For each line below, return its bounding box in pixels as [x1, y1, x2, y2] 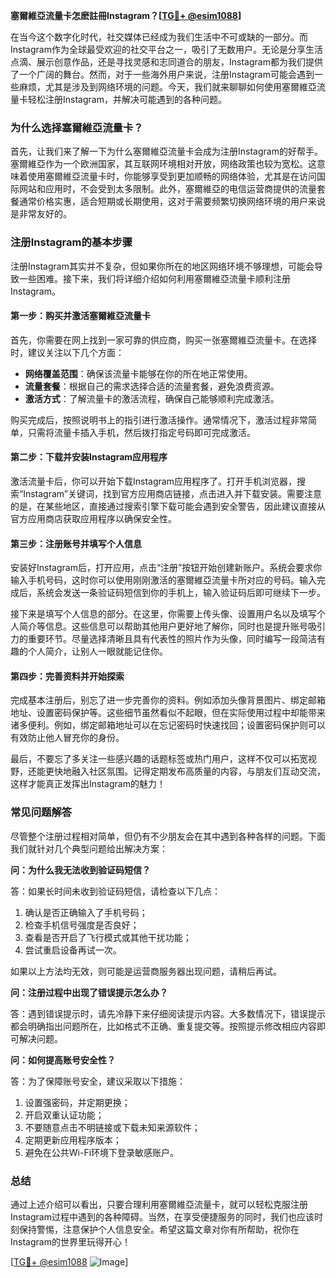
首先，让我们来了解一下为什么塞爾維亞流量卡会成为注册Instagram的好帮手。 [10, 145, 323, 158]
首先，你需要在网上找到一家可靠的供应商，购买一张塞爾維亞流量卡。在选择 [10, 334, 317, 346]
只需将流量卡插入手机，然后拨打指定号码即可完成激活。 [27, 426, 256, 438]
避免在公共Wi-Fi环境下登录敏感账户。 [24, 1146, 180, 1158]
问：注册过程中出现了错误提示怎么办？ [10, 986, 168, 998]
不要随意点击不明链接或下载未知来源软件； [24, 1121, 201, 1133]
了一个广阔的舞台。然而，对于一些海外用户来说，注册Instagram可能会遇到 [10, 69, 315, 80]
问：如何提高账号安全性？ [10, 1054, 116, 1066]
